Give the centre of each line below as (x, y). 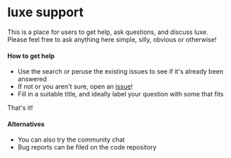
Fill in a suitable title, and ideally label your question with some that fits (120, 94)
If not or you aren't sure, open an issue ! (75, 86)
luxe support (45, 12)
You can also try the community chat (71, 140)
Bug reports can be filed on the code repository (87, 147)
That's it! (20, 108)
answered (32, 79)
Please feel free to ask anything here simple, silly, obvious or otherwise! (112, 39)
